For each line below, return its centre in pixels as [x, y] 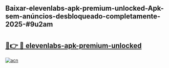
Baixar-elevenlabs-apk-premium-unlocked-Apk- [84, 8]
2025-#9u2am [29, 24]
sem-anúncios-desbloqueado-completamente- [83, 17]
